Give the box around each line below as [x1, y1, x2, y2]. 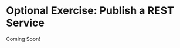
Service [6, 16, 45, 29]
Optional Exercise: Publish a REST [6, 4, 174, 17]
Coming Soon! [6, 35, 41, 42]
